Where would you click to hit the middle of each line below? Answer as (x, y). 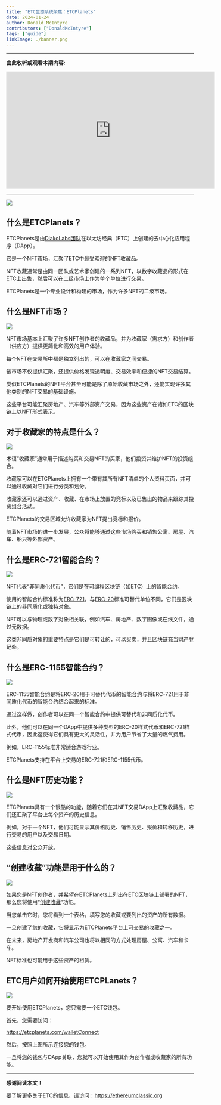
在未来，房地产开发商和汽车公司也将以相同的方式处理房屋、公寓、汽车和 (95, 940)
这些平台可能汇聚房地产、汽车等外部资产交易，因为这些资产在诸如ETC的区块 (100, 404)
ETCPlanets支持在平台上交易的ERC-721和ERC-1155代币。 (76, 760)
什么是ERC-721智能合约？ (54, 560)
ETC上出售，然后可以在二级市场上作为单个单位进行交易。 (77, 278)
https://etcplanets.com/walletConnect (53, 1032)
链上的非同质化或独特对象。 (40, 606)
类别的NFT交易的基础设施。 (45, 391)
